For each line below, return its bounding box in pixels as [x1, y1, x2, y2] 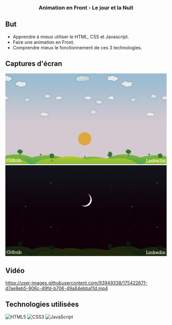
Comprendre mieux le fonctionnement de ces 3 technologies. [12, 44, 142, 50]
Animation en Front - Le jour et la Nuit [38, 4, 134, 11]
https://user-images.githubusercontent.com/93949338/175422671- [5, 279, 147, 286]
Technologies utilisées [5, 300, 79, 309]
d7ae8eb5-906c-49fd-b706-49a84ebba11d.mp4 [5, 285, 109, 291]
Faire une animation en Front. [12, 39, 75, 45]
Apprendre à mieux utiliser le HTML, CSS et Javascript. [12, 33, 129, 40]
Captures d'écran [5, 60, 62, 68]
